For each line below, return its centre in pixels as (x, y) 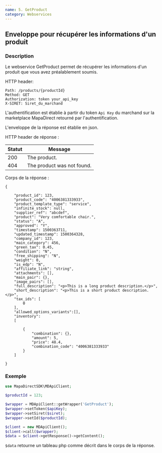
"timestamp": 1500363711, (41, 230)
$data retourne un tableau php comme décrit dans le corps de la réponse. (80, 446)
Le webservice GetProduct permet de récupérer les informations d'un (76, 67)
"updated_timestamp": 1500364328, (49, 234)
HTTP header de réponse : (32, 137)
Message (59, 150)
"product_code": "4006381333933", (49, 200)
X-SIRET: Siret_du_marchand (34, 104)
